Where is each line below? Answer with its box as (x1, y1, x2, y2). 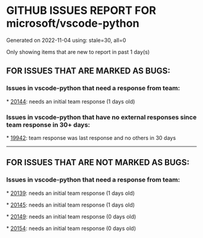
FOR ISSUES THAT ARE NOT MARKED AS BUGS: (6, 157, 190, 168)
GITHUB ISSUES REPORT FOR (6, 4, 156, 18)
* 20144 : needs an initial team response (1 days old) (6, 98, 135, 105)
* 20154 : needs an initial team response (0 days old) (6, 225, 137, 232)
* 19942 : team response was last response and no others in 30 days (6, 134, 176, 141)
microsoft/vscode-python (6, 16, 140, 30)
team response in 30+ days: (6, 121, 91, 129)
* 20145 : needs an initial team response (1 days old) (6, 201, 135, 208)
